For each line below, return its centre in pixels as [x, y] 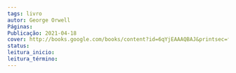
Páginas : [20, 26]
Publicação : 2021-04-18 [42, 33]
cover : [17, 40]
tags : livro [25, 14]
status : [19, 46]
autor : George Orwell [39, 20]
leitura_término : [33, 59]
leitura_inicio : [31, 53]
